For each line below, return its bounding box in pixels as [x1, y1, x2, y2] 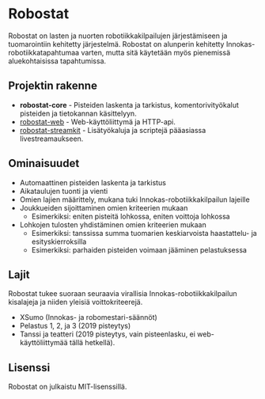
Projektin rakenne [8, 79, 97, 93]
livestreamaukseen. [19, 134, 84, 143]
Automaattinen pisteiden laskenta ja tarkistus [19, 177, 166, 187]
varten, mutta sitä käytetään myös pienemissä [81, 47, 231, 57]
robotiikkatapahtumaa [8, 47, 80, 57]
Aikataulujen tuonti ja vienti [19, 186, 108, 196]
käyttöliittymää [19, 338, 69, 348]
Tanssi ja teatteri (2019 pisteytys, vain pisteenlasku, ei [19, 329, 196, 339]
